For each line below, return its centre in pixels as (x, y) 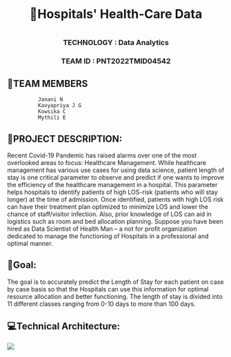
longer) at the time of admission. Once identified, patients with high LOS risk (115, 199)
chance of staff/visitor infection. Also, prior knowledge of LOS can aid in (110, 214)
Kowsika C (52, 112)
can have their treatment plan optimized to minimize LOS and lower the (108, 206)
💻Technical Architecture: (64, 326)
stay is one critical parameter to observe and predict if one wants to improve (115, 177)
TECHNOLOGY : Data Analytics (116, 43)
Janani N (50, 99)
